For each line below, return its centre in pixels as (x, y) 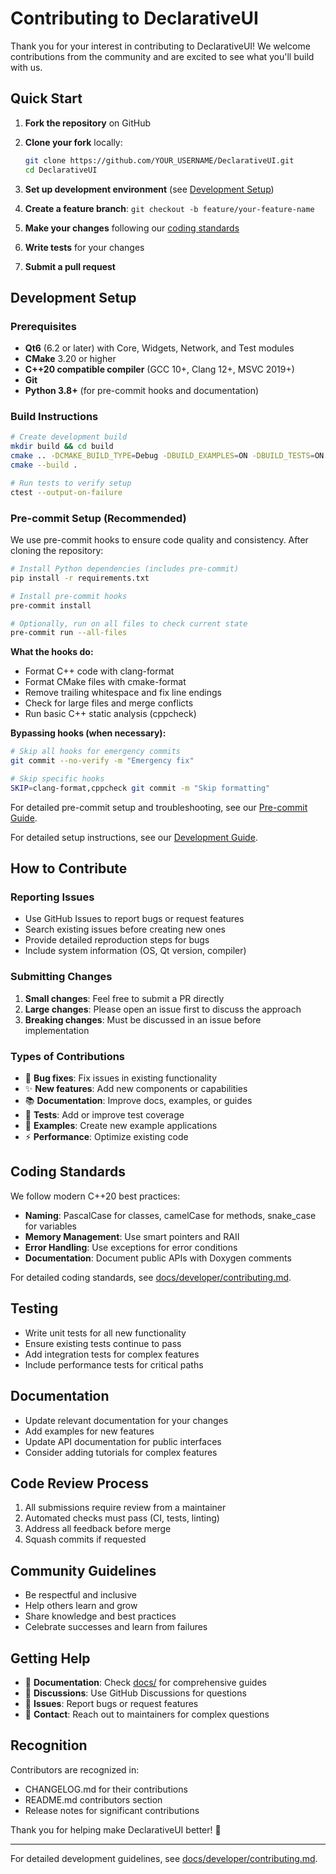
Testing (34, 1308)
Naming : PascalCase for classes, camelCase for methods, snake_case (170, 1215)
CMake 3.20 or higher (70, 359)
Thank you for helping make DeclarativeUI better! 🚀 (116, 1829)
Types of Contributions (68, 1056)
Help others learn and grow (81, 1606)
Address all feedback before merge (98, 1529)
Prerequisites (43, 326)
